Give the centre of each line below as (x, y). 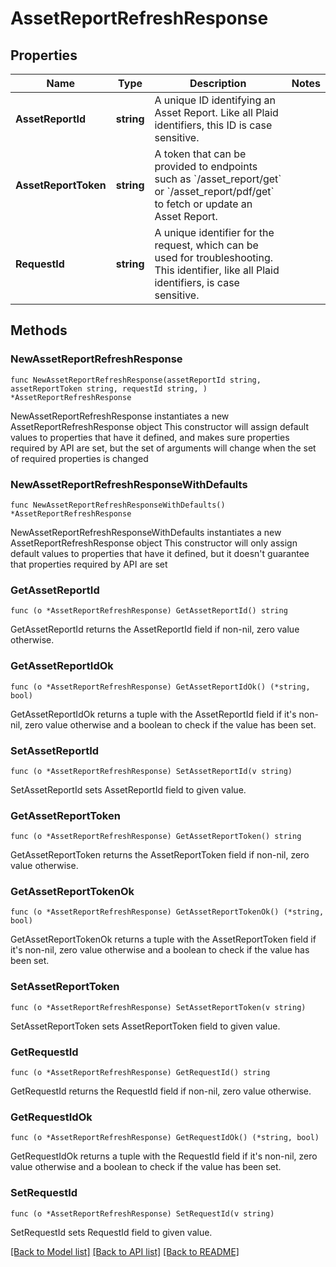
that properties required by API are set (89, 564)
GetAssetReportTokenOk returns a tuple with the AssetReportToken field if (163, 939)
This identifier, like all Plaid (217, 270)
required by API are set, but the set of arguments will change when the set (163, 448)
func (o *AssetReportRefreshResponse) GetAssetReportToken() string (156, 837)
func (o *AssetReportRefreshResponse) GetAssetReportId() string (149, 611)
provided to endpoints (206, 166)
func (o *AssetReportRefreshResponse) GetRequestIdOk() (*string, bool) (165, 1138)
